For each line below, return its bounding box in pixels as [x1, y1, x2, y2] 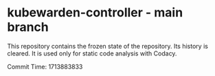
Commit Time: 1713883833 [7, 62, 83, 71]
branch [7, 19, 49, 35]
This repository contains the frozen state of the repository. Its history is [7, 42, 208, 50]
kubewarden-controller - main [7, 5, 183, 21]
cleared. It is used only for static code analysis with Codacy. [7, 49, 177, 58]
